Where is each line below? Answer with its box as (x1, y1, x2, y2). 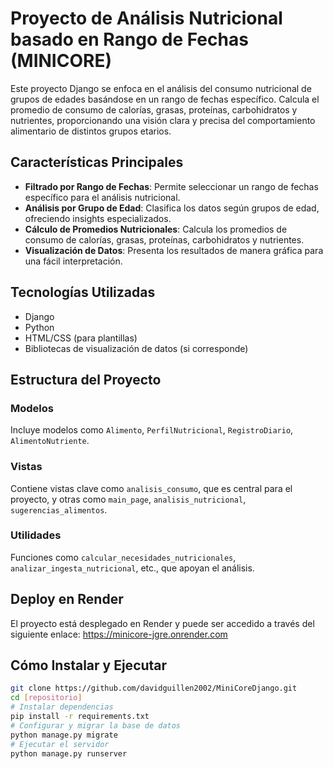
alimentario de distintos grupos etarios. (10, 125, 172, 137)
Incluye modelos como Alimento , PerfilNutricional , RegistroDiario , (10, 424, 294, 436)
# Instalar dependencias (10, 702, 114, 712)
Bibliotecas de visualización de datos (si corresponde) (24, 342, 249, 354)
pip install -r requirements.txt (10, 712, 150, 722)
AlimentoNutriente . (10, 435, 90, 447)
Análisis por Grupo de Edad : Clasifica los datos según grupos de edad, (24, 202, 320, 214)
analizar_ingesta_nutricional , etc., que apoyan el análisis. (10, 562, 255, 574)
